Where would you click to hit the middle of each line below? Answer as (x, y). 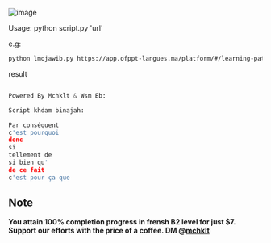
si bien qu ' (28, 162)
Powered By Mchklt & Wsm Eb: (57, 96)
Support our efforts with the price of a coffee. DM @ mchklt (109, 231)
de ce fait (27, 170)
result (18, 73)
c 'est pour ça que (39, 178)
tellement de (30, 155)
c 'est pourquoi (34, 132)
